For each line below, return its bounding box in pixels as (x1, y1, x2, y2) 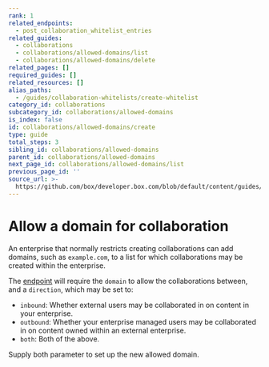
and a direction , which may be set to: (8, 285, 134, 294)
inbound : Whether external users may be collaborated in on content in (19, 300, 250, 309)
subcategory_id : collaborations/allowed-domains (8, 109, 174, 117)
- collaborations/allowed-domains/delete (15, 57, 156, 65)
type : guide (8, 130, 48, 138)
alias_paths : (8, 86, 52, 94)
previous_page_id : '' (8, 168, 81, 176)
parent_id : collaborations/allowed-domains (8, 153, 156, 161)
